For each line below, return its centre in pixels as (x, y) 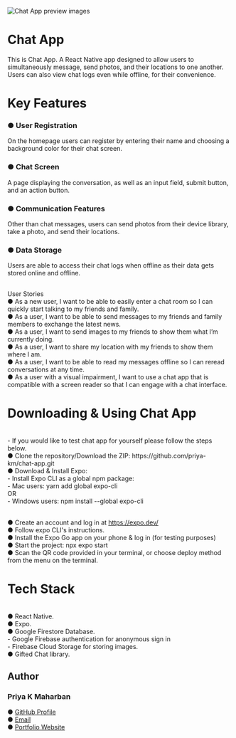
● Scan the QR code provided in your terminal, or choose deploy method (114, 552)
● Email (19, 719)
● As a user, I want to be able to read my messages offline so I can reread (116, 362)
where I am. (25, 354)
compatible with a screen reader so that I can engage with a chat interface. (117, 384)
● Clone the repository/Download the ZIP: (69, 455)
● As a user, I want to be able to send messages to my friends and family (115, 316)
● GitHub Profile (32, 712)
